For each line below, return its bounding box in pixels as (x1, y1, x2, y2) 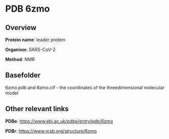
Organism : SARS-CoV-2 (5, 47, 56, 52)
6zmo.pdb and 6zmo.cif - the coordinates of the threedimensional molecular (5, 84, 165, 90)
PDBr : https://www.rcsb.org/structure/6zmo (5, 128, 97, 134)
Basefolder (5, 71, 41, 80)
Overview (5, 23, 37, 32)
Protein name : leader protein (5, 37, 66, 43)
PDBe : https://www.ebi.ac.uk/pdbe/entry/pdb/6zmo (5, 118, 113, 124)
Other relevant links (5, 105, 69, 113)
